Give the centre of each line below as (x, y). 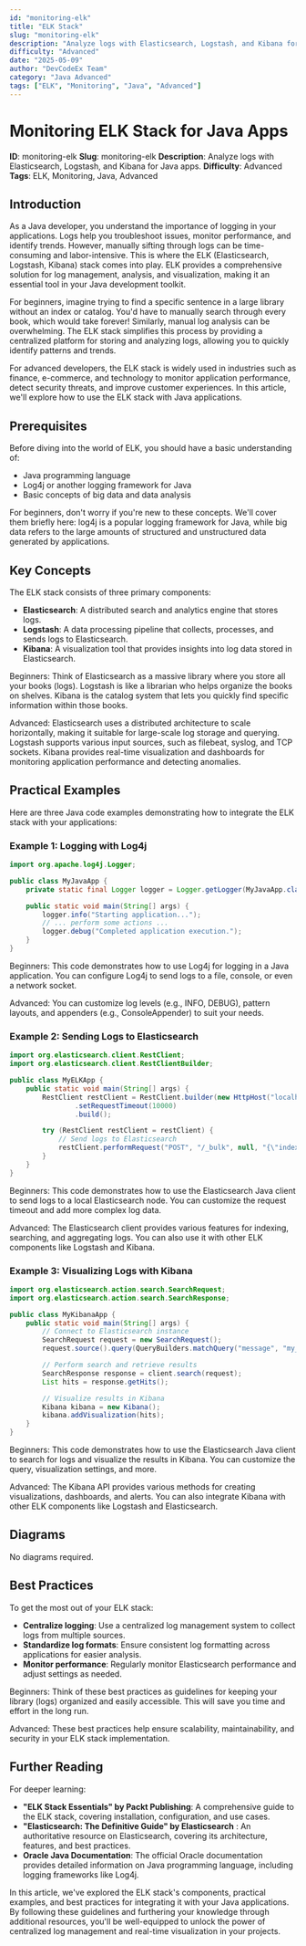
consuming (31, 256)
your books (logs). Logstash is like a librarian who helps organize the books (151, 686)
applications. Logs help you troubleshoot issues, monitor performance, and (150, 236)
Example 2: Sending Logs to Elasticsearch (104, 1036)
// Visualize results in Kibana (104, 1398)
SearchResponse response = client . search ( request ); (143, 1373)
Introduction (46, 204)
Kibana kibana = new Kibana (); (102, 1407)
